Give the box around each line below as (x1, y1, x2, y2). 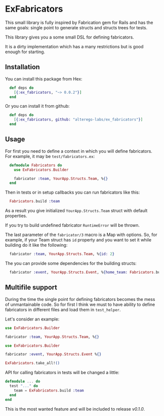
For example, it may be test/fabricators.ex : (5, 153, 95, 159)
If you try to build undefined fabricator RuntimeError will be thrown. (5, 222, 140, 228)
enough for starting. (5, 49, 45, 55)
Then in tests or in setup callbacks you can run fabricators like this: (5, 189, 140, 196)
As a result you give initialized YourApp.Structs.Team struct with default (5, 208, 148, 214)
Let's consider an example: (5, 316, 60, 322)
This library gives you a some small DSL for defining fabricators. (5, 34, 134, 40)
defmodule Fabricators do (9, 162, 62, 168)
